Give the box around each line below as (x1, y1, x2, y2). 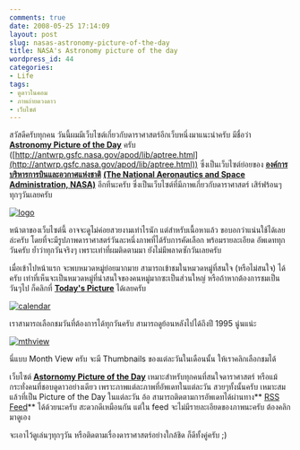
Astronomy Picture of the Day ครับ (9, 140, 136, 151)
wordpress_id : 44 (9, 55, 74, 64)
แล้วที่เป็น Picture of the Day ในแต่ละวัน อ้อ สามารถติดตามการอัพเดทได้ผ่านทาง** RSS (9, 392, 280, 402)
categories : (9, 64, 54, 73)
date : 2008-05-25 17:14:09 (9, 22, 110, 30)
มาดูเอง (9, 411, 31, 422)
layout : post (9, 30, 58, 39)
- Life (9, 72, 34, 81)
